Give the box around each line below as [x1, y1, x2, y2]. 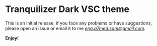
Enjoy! [5, 35, 19, 41]
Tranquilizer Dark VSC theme [5, 3, 130, 15]
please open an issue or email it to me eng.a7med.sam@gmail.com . [5, 25, 146, 31]
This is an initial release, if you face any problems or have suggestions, [5, 20, 152, 26]
